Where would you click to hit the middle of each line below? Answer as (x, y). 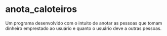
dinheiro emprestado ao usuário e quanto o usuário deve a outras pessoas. (83, 28)
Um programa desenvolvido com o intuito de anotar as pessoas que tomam (84, 23)
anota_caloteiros (41, 9)
